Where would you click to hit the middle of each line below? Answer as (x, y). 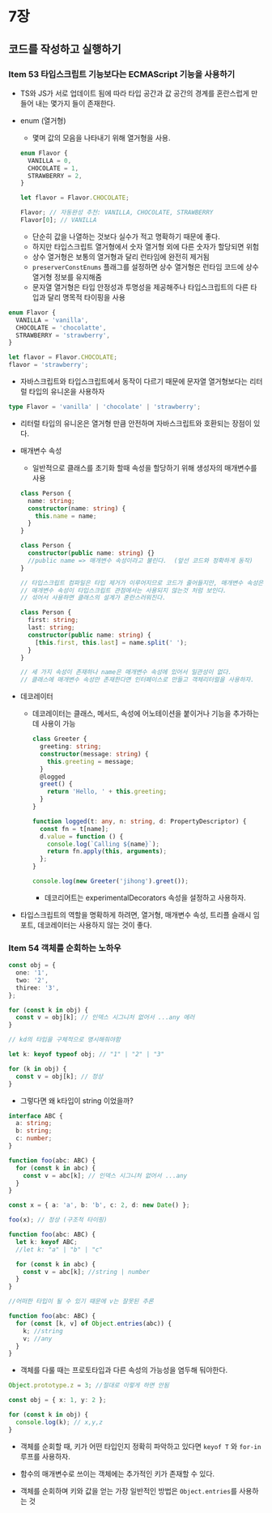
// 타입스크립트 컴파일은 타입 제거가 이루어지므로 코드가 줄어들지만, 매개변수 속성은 (142, 583)
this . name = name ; (66, 516)
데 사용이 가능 (54, 724)
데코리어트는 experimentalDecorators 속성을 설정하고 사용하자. (145, 897)
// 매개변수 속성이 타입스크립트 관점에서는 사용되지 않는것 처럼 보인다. (123, 590)
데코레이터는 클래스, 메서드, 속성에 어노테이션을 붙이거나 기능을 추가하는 (146, 714)
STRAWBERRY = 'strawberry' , (63, 335)
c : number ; (34, 1139)
